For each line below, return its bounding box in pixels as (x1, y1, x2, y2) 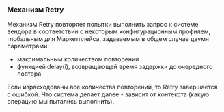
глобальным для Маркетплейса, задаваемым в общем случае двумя (7, 35, 210, 43)
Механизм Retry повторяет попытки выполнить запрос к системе (7, 20, 199, 29)
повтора (16, 70, 42, 78)
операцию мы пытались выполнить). (7, 98, 115, 106)
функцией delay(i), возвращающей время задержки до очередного (16, 63, 213, 71)
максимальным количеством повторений (16, 55, 139, 64)
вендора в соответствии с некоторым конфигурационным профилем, (7, 27, 210, 36)
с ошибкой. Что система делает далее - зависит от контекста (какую (7, 90, 210, 98)
